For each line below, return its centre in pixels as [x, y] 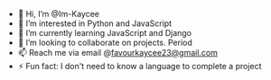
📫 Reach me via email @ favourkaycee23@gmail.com [118, 53]
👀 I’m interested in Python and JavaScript [95, 23]
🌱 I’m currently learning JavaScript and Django [105, 33]
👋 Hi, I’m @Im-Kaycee [58, 14]
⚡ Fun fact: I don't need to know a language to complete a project [140, 66]
